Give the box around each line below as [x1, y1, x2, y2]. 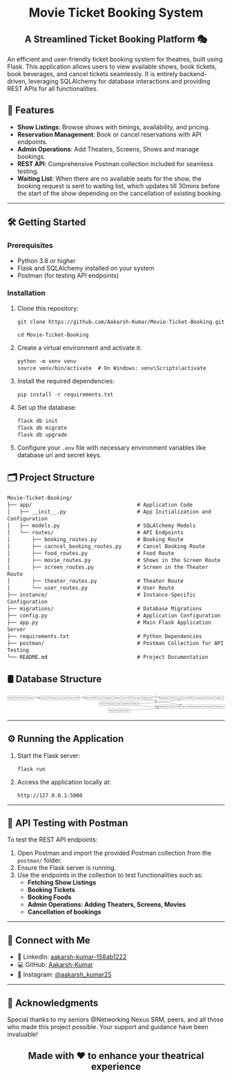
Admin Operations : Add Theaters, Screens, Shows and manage [17, 145, 200, 153]
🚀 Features [7, 105, 55, 116]
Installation [7, 289, 46, 298]
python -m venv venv [17, 358, 77, 365]
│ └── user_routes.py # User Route [7, 584, 175, 591]
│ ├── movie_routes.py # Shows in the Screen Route [7, 556, 221, 563]
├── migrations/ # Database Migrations [7, 605, 202, 612]
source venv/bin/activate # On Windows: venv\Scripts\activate [17, 365, 206, 372]
